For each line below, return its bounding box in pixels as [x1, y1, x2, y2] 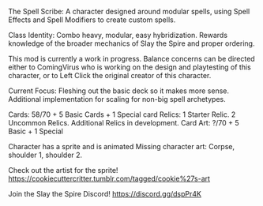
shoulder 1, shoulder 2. [8, 150, 83, 159]
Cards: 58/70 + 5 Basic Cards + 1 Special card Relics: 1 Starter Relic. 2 [8, 110, 236, 119]
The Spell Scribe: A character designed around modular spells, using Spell [8, 7, 250, 16]
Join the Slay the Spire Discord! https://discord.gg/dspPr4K [8, 189, 201, 198]
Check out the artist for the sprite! [8, 166, 118, 174]
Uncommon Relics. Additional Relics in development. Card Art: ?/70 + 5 [8, 118, 239, 127]
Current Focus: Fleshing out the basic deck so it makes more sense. [8, 86, 230, 96]
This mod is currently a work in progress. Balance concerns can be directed [8, 54, 255, 63]
